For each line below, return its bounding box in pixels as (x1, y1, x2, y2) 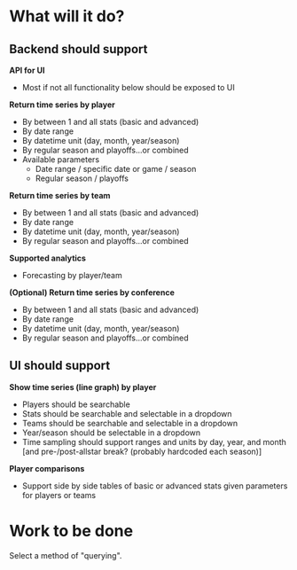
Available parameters (21, 154, 100, 165)
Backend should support (9, 42, 148, 57)
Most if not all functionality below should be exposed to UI (21, 82, 235, 92)
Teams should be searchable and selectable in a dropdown (21, 418, 238, 428)
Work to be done (9, 521, 134, 541)
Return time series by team (9, 191, 111, 200)
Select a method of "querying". (9, 550, 122, 560)
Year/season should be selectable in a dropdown (21, 427, 201, 438)
